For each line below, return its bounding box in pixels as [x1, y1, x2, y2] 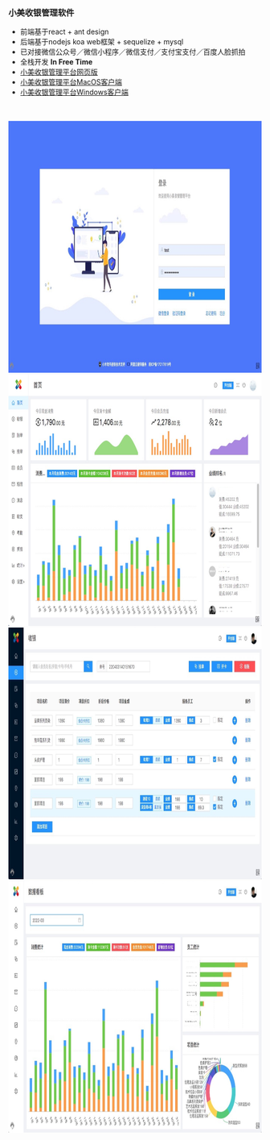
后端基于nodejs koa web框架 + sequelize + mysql [19, 37, 184, 47]
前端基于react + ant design [19, 27, 109, 37]
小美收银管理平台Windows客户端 [19, 87, 129, 97]
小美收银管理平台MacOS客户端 [19, 77, 122, 87]
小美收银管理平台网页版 [19, 67, 98, 77]
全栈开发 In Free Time [19, 57, 93, 67]
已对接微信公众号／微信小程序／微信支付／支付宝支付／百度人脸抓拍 [19, 47, 246, 57]
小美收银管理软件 [8, 6, 75, 18]
